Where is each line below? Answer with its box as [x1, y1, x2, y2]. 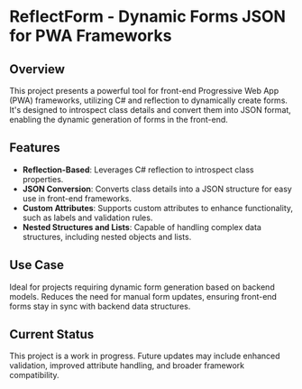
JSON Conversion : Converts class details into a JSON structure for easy [22, 183, 293, 194]
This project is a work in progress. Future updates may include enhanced [9, 350, 281, 362]
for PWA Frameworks [9, 25, 172, 46]
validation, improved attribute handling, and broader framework [9, 360, 245, 371]
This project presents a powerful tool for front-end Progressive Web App [9, 86, 279, 96]
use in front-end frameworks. [22, 192, 133, 204]
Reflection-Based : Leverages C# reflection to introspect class [22, 164, 254, 175]
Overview [9, 61, 66, 77]
